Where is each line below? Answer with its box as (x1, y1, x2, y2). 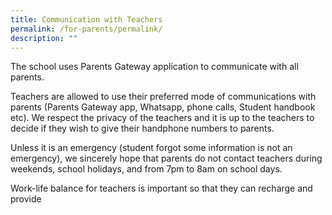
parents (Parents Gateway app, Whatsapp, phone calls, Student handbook (10, 101, 316, 113)
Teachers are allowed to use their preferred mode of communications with (10, 91, 317, 103)
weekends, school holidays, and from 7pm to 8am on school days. (10, 163, 283, 175)
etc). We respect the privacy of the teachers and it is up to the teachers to (10, 112, 315, 124)
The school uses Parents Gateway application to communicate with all (10, 61, 299, 73)
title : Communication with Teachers (10, 14, 163, 25)
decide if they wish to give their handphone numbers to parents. (10, 122, 275, 135)
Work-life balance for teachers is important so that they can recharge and (10, 182, 313, 195)
